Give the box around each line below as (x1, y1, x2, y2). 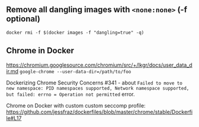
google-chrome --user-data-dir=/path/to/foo (20, 69, 131, 74)
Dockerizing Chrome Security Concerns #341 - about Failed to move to (6, 79, 182, 86)
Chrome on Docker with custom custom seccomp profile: (6, 102, 146, 109)
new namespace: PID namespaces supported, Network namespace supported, (6, 85, 190, 91)
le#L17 (6, 115, 22, 122)
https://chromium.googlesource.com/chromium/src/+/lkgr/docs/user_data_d (6, 61, 192, 69)
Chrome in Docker (6, 45, 75, 56)
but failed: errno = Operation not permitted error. (6, 90, 135, 97)
